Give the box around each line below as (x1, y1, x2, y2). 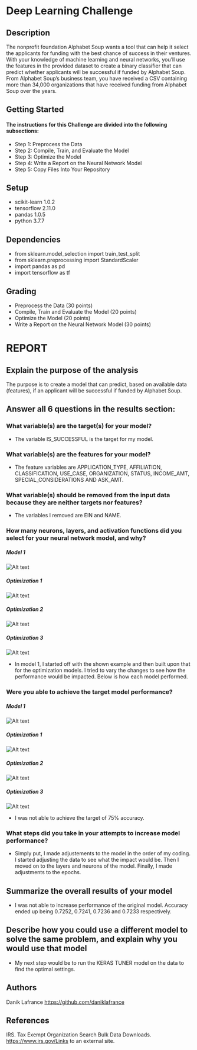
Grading (6, 286, 37, 297)
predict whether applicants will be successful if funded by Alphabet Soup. (6, 69, 186, 75)
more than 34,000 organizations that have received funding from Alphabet (6, 81, 187, 88)
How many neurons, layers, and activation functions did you (6, 527, 182, 535)
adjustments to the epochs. (14, 869, 81, 876)
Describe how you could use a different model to (6, 925, 188, 935)
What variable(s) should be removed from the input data (6, 491, 170, 499)
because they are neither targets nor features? (6, 498, 143, 507)
